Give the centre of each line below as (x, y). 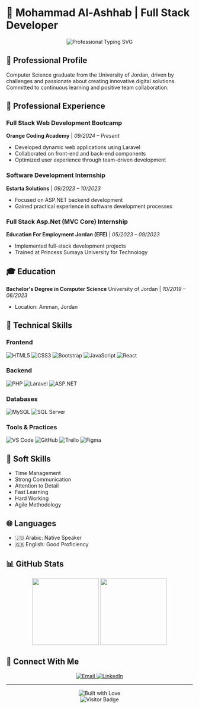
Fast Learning (31, 492)
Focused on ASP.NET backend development (69, 200)
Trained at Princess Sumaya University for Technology (81, 252)
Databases (22, 399)
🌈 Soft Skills (29, 459)
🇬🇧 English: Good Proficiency (52, 545)
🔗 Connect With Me (43, 662)
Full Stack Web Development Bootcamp (64, 123)
